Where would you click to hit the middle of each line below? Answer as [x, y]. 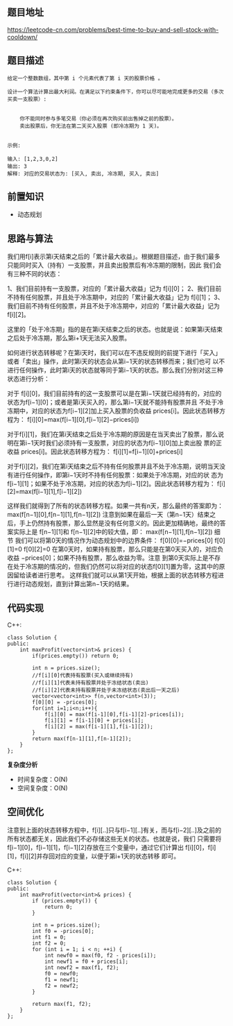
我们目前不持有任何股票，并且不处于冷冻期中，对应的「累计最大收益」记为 [113, 306]
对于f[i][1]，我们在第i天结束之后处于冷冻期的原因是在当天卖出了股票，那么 [113, 434]
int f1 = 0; [50, 937]
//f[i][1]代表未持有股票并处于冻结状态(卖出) [90, 683]
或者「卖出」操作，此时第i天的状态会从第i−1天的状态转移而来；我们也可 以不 [116, 361]
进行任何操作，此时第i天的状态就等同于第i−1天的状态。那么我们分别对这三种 [115, 370]
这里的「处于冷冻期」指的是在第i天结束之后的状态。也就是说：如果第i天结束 [115, 330]
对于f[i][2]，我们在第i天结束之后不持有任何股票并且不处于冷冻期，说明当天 [113, 466]
